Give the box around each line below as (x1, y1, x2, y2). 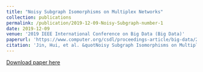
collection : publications (6, 14, 71, 20)
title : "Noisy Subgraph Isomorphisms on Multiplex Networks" (6, 8, 164, 15)
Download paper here (6, 58, 60, 66)
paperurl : (6, 37, 31, 43)
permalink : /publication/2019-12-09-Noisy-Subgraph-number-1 (6, 20, 164, 26)
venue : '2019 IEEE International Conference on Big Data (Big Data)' (6, 31, 185, 37)
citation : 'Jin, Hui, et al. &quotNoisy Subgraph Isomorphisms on (6, 43, 177, 49)
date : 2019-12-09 (6, 25, 50, 32)
